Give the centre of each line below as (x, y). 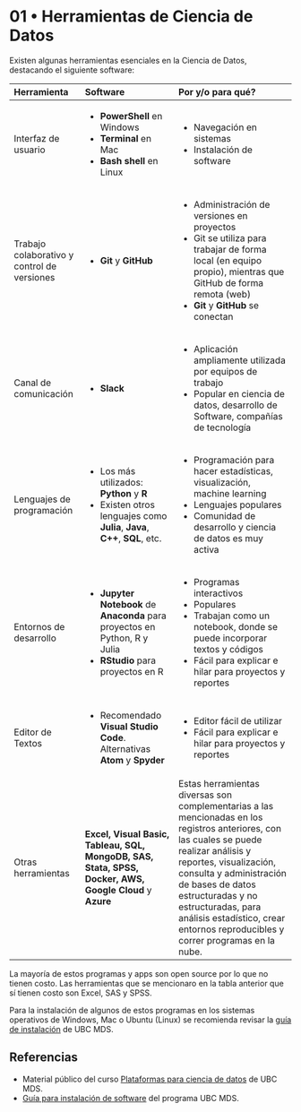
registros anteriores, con (230, 828)
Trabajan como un (232, 616)
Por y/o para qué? (217, 91)
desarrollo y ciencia (235, 527)
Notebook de (128, 604)
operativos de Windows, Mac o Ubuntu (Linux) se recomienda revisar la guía (150, 1020)
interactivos (219, 593)
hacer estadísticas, (233, 470)
